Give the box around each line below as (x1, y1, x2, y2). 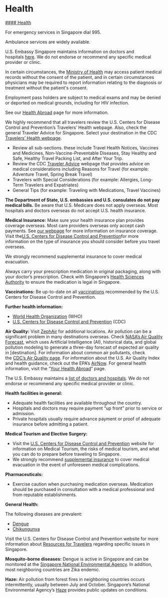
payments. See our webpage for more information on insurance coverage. (5, 228, 158, 234)
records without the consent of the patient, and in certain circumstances (5, 74, 154, 80)
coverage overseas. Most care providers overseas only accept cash (5, 222, 145, 228)
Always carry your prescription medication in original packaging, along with (5, 268, 161, 274)
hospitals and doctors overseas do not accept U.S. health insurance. (5, 207, 146, 213)
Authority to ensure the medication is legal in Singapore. (5, 279, 121, 285)
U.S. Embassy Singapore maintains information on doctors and (5, 48, 134, 54)
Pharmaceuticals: (5, 471, 43, 477)
